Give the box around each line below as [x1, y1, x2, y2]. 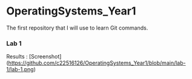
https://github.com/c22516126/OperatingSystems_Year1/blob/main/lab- [8, 59, 186, 67]
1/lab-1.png [6, 66, 35, 73]
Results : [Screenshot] [6, 53, 62, 60]
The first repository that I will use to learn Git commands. [6, 24, 148, 31]
